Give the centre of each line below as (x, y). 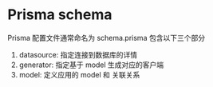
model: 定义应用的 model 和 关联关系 (79, 74)
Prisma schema (60, 15)
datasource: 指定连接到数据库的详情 (78, 54)
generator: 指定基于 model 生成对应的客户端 (91, 65)
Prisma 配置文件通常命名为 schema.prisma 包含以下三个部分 (106, 38)
